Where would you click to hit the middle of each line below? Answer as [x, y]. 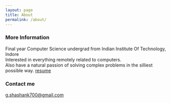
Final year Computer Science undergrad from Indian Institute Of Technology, [86, 49]
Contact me [20, 84]
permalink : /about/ [26, 19]
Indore [12, 54]
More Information [27, 37]
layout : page [19, 10]
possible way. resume [28, 70]
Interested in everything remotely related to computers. [63, 59]
